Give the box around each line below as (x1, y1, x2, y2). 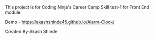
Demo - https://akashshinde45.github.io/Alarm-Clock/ (5, 19, 115, 25)
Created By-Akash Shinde (5, 29, 58, 34)
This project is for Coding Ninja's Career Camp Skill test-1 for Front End (5, 4, 149, 10)
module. (5, 9, 22, 15)
